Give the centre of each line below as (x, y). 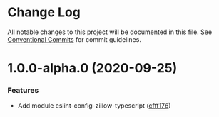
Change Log (44, 12)
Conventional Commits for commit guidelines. (74, 39)
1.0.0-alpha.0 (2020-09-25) (92, 68)
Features (23, 91)
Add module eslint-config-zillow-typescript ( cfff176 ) (94, 106)
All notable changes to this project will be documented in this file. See (110, 32)
